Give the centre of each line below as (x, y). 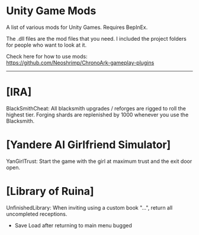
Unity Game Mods (51, 11)
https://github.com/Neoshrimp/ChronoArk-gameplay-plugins (80, 63)
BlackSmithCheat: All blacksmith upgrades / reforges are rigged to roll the (96, 108)
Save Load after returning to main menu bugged (73, 225)
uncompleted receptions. (37, 214)
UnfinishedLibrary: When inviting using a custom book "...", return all (89, 207)
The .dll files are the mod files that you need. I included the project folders (96, 38)
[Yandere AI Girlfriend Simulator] (89, 145)
